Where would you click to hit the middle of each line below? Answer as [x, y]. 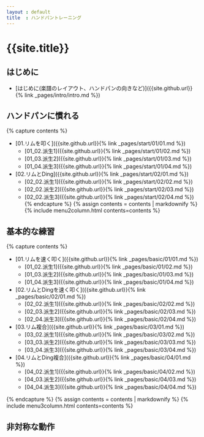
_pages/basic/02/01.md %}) [51, 297]
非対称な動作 [31, 427]
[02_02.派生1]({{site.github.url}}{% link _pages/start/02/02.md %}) [108, 182]
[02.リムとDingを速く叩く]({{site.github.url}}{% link [80, 290]
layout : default [28, 12]
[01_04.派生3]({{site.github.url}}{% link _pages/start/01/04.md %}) [108, 167]
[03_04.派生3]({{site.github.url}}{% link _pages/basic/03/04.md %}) [110, 350]
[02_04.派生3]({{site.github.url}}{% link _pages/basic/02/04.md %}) [110, 319]
